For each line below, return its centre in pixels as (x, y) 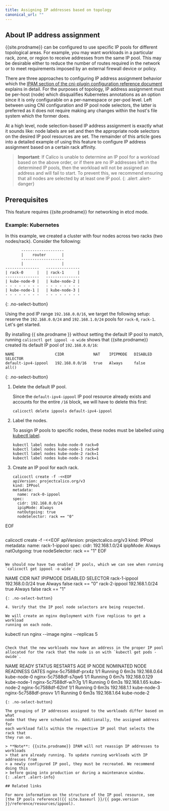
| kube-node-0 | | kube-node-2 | (43, 282)
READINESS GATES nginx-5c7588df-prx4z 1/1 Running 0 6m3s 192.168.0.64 (84, 672)
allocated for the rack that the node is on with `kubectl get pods (79, 652)
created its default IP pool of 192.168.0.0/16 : (52, 345)
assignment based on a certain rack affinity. (51, 147)
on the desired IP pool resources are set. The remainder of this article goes (83, 136)
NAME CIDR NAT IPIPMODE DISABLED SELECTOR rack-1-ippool (72, 578)
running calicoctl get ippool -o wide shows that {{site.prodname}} (77, 340)
